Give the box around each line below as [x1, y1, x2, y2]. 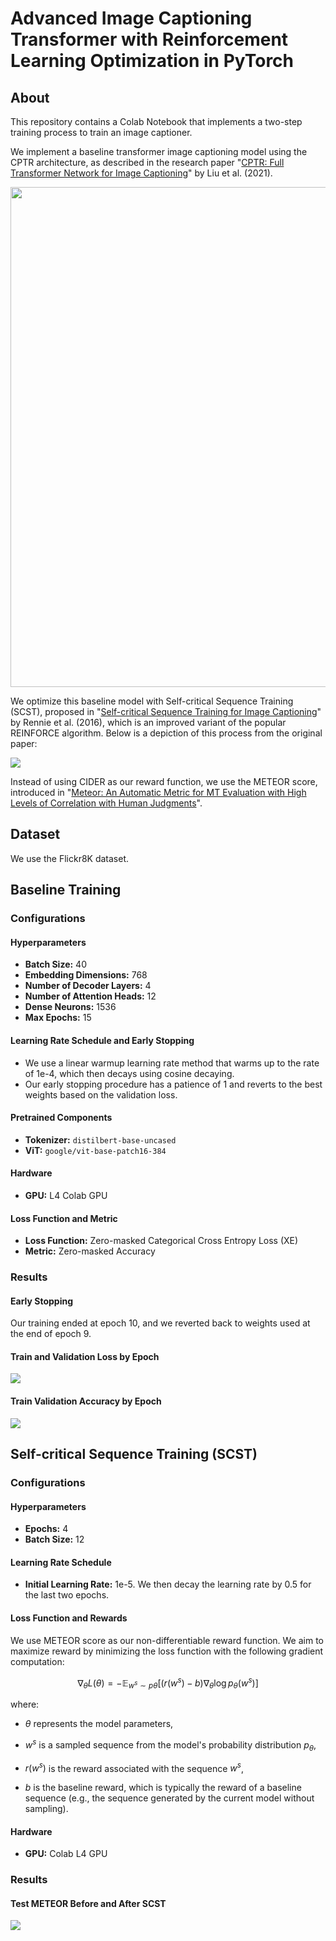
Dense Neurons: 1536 [24, 1001, 117, 1013]
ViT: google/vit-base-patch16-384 [24, 1144, 167, 1156]
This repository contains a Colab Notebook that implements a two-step [10, 116, 303, 127]
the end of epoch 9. [10, 1328, 92, 1340]
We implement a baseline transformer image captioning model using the [10, 146, 308, 157]
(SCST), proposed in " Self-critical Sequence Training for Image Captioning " [10, 706, 322, 717]
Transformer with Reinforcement [10, 28, 289, 51]
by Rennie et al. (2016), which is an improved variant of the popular [10, 717, 287, 728]
